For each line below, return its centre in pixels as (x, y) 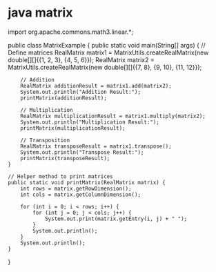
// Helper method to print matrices (60, 176)
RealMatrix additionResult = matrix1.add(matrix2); (96, 86)
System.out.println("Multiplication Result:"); (90, 122)
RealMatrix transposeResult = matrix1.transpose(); (96, 146)
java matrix (40, 13)
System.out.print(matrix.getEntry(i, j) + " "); (116, 219)
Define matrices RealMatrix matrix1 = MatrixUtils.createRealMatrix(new (108, 52)
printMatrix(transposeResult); (65, 158)
